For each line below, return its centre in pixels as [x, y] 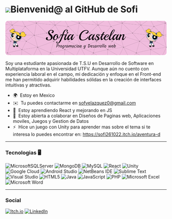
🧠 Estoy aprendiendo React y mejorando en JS [62, 111]
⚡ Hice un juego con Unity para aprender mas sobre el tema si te [82, 127]
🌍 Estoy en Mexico [34, 95]
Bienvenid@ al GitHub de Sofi [74, 9]
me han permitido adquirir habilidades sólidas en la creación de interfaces [83, 80]
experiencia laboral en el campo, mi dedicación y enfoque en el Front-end [83, 74]
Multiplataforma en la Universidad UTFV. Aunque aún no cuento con [77, 69]
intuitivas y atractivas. [28, 85]
